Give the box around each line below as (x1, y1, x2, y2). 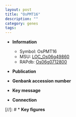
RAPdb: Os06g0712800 (19, 59, 67, 65)
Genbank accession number (12, 78, 71, 84)
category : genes (5, 21, 38, 26)
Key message (12, 88, 41, 93)
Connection (12, 97, 37, 103)
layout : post (5, 7, 32, 12)
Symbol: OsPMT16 (19, 49, 57, 55)
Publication (12, 68, 36, 74)
